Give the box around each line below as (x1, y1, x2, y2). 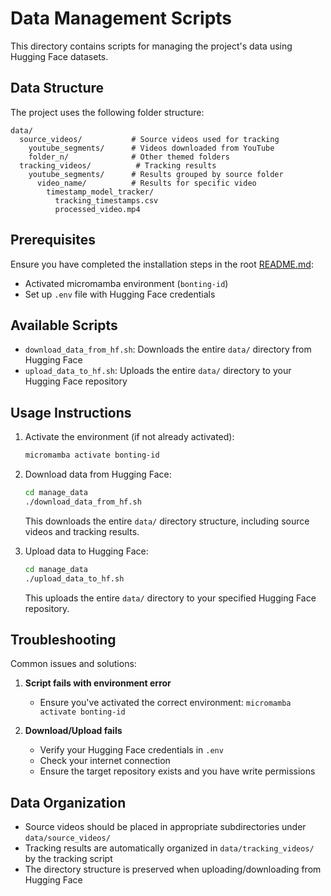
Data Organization (10, 794, 127, 811)
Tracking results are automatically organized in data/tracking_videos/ (24, 842, 315, 854)
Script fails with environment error (24, 677, 172, 689)
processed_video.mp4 (54, 204, 141, 214)
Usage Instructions (10, 404, 132, 421)
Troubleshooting (10, 631, 117, 648)
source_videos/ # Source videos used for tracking (19, 134, 280, 144)
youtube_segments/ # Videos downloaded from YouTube (28, 143, 275, 153)
